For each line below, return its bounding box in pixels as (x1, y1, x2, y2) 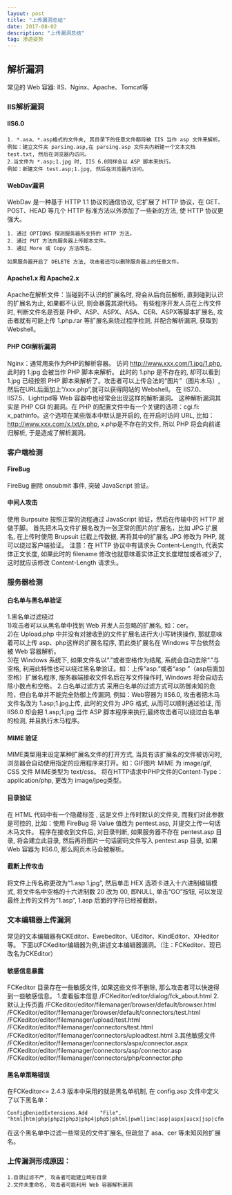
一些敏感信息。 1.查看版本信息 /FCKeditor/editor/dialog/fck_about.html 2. (12, 992, 220, 1000)
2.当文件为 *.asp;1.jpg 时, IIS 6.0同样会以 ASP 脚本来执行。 (7, 159, 174, 166)
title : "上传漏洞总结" (7, 17, 66, 24)
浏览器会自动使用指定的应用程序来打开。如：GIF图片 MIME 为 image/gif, (7, 759, 212, 768)
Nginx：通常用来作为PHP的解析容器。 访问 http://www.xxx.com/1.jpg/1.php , (7, 359, 222, 367)
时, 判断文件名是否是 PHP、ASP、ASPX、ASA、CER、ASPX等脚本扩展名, (7, 308, 216, 316)
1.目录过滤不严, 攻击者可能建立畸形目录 (7, 1174, 107, 1181)
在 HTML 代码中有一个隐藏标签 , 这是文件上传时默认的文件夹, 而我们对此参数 (7, 810, 224, 818)
